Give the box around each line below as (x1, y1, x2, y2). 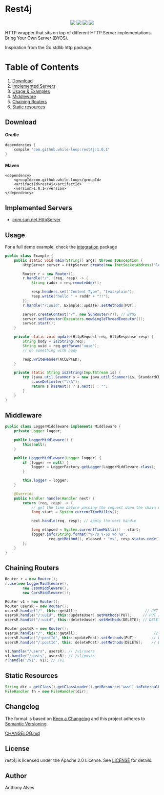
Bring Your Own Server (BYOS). (5, 35, 69, 41)
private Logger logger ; (14, 429, 62, 434)
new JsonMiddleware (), (22, 586, 69, 591)
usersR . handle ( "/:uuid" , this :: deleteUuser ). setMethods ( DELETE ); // (5, 618, 147, 622)
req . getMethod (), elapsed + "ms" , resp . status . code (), (48, 536, 163, 541)
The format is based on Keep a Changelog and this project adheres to (5, 716, 145, 721)
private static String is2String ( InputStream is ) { (14, 370, 121, 375)
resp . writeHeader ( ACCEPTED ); (22, 357, 82, 362)
